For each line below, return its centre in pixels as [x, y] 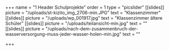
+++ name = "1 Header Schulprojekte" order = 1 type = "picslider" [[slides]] [85, 7]
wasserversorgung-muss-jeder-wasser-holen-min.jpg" [64, 34]
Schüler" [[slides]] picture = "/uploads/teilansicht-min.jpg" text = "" [76, 23]
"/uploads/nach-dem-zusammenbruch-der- [92, 29]
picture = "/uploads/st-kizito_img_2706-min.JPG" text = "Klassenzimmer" [83, 13]
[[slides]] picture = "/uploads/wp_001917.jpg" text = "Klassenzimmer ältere [84, 18]
